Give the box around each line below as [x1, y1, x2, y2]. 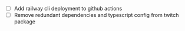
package [14, 18, 36, 25]
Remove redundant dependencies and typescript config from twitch [14, 12, 179, 19]
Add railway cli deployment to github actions [14, 5, 123, 12]
